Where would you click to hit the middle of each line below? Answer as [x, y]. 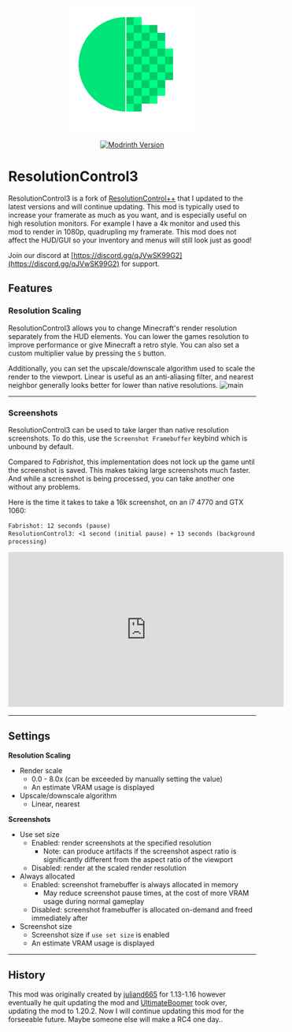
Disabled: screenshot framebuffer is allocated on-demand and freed [142, 909]
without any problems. [44, 487]
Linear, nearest [55, 804]
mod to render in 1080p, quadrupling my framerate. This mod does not [122, 231]
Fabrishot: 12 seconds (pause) [59, 525]
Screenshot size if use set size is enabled [100, 934]
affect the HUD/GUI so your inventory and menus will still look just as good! [130, 240]
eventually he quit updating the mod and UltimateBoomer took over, [118, 1002]
